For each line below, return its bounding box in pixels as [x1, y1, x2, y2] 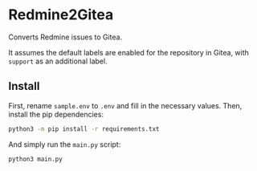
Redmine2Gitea [8, 6, 114, 24]
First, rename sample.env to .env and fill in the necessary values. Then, [8, 100, 243, 110]
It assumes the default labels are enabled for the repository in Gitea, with [8, 47, 249, 57]
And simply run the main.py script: [8, 139, 121, 149]
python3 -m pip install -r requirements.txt [8, 124, 160, 133]
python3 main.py [8, 155, 63, 163]
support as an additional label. [8, 56, 108, 66]
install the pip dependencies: [8, 109, 104, 119]
